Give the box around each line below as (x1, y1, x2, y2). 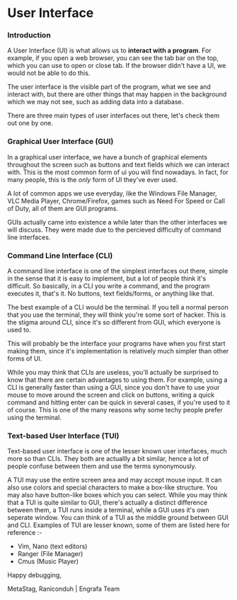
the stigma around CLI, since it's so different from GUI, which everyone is (7, 318, 221, 327)
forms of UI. (7, 354, 42, 363)
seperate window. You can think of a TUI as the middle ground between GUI (7, 514, 229, 522)
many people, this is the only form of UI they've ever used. (7, 175, 178, 183)
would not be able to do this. (7, 69, 91, 77)
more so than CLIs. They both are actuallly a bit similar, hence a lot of (7, 455, 209, 463)
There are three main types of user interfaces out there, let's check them (7, 111, 220, 120)
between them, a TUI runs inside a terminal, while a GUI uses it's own (7, 506, 210, 514)
